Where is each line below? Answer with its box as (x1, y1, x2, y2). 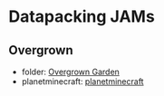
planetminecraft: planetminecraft (21, 76, 144, 87)
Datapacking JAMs (8, 6, 155, 27)
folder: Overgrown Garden (21, 66, 120, 77)
